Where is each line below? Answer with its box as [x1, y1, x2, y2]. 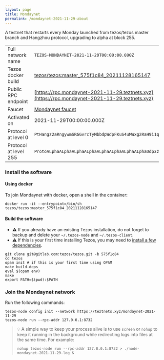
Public [7, 86, 22, 93]
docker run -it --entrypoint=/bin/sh [5, 201, 82, 206]
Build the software [5, 216, 43, 222]
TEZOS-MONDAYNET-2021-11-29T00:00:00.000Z [34, 52, 134, 58]
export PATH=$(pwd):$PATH [5, 277, 58, 282]
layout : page [5, 7, 32, 12]
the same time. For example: [17, 337, 74, 342]
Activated [7, 114, 30, 121]
